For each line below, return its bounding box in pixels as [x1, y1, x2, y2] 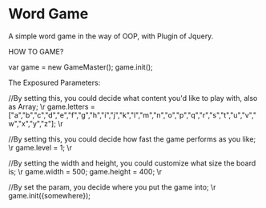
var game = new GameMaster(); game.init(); [8, 62, 154, 72]
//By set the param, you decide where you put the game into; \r [8, 182, 216, 192]
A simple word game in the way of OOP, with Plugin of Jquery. [8, 31, 214, 41]
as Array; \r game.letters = [8, 102, 96, 111]
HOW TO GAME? [8, 46, 64, 56]
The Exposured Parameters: [8, 78, 101, 87]
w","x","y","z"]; [8, 118, 56, 128]
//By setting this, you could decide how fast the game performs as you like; [8, 134, 256, 144]
